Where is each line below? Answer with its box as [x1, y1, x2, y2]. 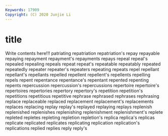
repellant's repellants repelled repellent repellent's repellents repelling [5, 72, 150, 78]
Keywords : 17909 [5, 7, 39, 13]
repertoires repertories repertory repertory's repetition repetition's [5, 88, 143, 94]
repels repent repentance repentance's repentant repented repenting [5, 77, 149, 83]
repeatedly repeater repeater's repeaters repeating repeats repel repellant [5, 66, 159, 73]
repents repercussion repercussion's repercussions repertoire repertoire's [5, 83, 160, 89]
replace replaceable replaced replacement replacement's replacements [5, 99, 154, 105]
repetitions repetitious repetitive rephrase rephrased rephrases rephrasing [5, 93, 160, 99]
